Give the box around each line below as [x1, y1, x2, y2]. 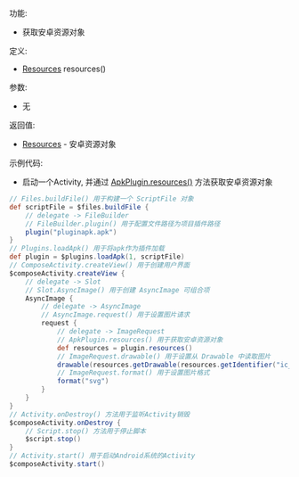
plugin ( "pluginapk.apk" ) [25, 227, 117, 236]
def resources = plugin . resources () [56, 343, 193, 352]
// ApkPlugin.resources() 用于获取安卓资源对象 [56, 335, 223, 344]
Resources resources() [21, 63, 107, 74]
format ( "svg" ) [56, 377, 109, 386]
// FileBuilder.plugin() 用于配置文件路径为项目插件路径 [25, 219, 221, 228]
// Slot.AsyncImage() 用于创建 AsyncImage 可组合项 [25, 285, 211, 294]
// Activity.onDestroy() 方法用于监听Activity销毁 [9, 409, 190, 419]
